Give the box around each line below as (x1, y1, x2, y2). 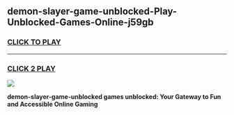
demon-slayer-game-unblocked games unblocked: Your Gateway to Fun (7, 92, 221, 100)
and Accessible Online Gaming (7, 100, 98, 108)
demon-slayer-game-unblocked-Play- (7, 6, 178, 17)
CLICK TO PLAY (7, 38, 61, 47)
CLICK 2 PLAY (7, 63, 56, 73)
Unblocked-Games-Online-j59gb (7, 17, 155, 29)
